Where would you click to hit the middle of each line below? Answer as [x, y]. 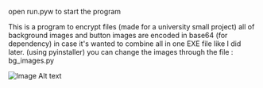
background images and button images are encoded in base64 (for [118, 35]
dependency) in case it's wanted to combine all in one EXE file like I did [125, 44]
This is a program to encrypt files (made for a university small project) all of [131, 27]
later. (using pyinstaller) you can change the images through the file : [121, 52]
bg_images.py [31, 60]
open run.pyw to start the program [65, 11]
